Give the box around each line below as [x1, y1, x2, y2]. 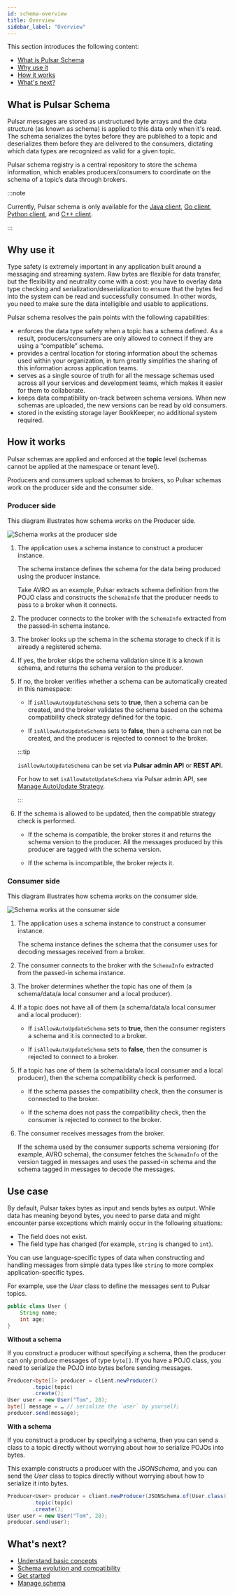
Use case [7, 1185, 49, 1197]
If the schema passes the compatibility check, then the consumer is [27, 1087, 223, 1096]
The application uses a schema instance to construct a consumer [17, 919, 206, 928]
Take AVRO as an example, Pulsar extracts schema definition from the [17, 586, 219, 594]
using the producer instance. [17, 572, 101, 581]
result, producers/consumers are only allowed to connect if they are [17, 334, 213, 342]
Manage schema [17, 1579, 66, 1588]
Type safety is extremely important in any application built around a [7, 263, 201, 270]
